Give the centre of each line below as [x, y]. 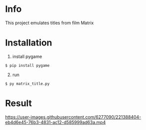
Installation [29, 43]
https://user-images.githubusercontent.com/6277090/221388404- [73, 117]
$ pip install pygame [27, 65]
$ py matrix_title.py [27, 84]
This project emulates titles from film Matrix [49, 23]
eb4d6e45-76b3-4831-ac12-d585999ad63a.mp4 [55, 122]
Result [19, 104]
